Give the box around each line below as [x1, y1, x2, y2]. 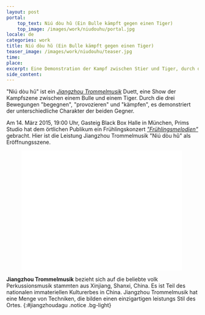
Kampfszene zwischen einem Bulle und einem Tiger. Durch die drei [6, 94, 175, 102]
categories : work [6, 37, 51, 43]
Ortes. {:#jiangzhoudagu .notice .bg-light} [6, 302, 112, 309]
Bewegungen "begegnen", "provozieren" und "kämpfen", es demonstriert [6, 101, 191, 108]
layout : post [6, 9, 40, 15]
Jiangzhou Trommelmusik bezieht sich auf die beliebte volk [6, 275, 159, 283]
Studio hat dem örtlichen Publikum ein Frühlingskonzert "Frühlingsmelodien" [6, 126, 198, 133]
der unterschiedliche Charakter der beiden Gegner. [6, 107, 135, 115]
